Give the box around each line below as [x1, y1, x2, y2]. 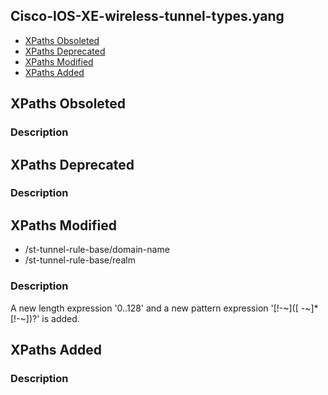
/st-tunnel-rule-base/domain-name [24, 244, 170, 256]
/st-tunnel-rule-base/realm [24, 254, 136, 266]
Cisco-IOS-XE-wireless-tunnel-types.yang [10, 8, 285, 25]
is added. [41, 312, 80, 324]
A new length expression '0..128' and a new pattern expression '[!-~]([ [10, 302, 299, 314]
